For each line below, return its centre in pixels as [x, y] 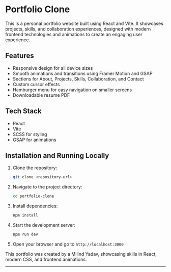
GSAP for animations [34, 140]
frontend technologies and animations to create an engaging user [74, 34]
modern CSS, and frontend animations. [46, 259]
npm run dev [25, 234]
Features [20, 56]
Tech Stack [23, 111]
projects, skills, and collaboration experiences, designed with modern [78, 29]
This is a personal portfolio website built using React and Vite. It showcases [84, 23]
